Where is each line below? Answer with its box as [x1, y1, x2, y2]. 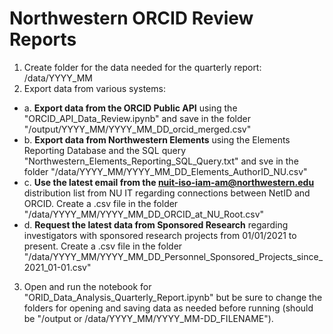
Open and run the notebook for [23, 280, 152, 292]
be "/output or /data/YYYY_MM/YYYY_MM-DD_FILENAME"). [23, 312, 274, 324]
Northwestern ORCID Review [9, 7, 254, 30]
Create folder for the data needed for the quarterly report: [23, 61, 262, 73]
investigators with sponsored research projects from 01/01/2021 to [23, 229, 297, 241]
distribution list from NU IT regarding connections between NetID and [23, 187, 311, 199]
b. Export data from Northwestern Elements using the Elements [23, 133, 291, 146]
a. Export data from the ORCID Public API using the [23, 102, 238, 114]
